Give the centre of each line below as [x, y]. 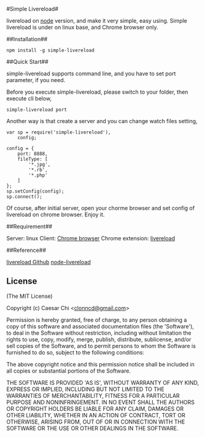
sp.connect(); [25, 197]
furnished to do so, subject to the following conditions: [75, 352]
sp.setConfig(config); [35, 191]
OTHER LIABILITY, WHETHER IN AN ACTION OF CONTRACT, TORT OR [96, 415]
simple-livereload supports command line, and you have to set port [91, 74]
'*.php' [38, 175]
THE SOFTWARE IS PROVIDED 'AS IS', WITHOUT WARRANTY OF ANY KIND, [103, 382]
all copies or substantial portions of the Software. [68, 371]
